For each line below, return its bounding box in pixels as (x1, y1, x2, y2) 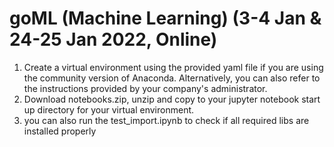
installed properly (23, 125, 97, 137)
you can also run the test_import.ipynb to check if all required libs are (23, 114, 310, 126)
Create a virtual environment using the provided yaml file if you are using (23, 61, 324, 73)
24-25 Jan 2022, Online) (9, 28, 218, 51)
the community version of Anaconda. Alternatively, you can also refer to (23, 72, 321, 84)
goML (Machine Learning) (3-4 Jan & (9, 7, 322, 30)
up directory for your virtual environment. (23, 103, 195, 116)
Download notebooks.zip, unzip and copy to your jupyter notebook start (23, 93, 321, 105)
